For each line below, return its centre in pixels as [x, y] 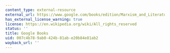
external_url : [20, 15]
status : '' [17, 29]
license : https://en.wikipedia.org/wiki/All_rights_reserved [71, 24]
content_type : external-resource [40, 10]
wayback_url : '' [22, 43]
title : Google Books [27, 33]
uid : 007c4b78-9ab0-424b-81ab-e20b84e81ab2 [52, 38]
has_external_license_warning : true [44, 19]
